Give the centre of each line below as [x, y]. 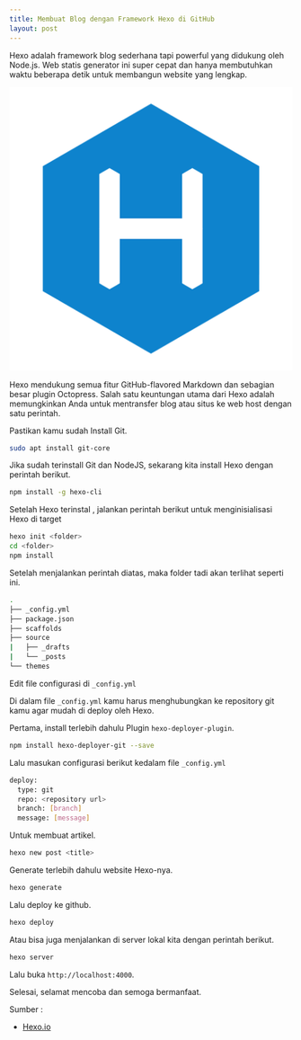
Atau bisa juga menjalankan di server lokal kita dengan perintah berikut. [142, 939]
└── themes [30, 666]
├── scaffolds [36, 628]
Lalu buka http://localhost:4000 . [72, 974]
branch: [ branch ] [50, 809]
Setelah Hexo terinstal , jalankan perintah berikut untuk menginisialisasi [141, 510]
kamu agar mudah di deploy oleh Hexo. [82, 710]
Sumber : [26, 1009]
